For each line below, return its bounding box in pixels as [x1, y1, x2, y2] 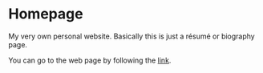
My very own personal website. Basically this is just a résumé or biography [8, 31, 255, 41]
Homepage [8, 5, 83, 23]
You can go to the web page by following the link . [8, 55, 172, 65]
